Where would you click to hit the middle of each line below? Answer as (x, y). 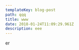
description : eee (24, 29)
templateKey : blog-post (31, 10)
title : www (17, 19)
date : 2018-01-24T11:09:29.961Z (39, 24)
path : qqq (16, 15)
